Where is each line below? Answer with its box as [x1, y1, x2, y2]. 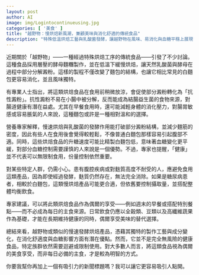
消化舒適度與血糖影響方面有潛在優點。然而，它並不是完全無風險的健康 [21, 235, 193, 242]
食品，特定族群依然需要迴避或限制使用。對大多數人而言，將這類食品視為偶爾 [6, 243, 193, 249]
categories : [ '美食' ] [6, 25, 63, 31]
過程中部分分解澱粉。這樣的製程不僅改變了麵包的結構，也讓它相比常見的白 [6, 68, 188, 75]
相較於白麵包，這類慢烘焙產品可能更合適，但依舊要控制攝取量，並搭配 [16, 181, 188, 187]
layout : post [6, 8, 38, 15]
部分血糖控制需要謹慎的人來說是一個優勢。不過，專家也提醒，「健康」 [21, 146, 191, 152]
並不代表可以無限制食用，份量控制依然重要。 [6, 153, 115, 160]
